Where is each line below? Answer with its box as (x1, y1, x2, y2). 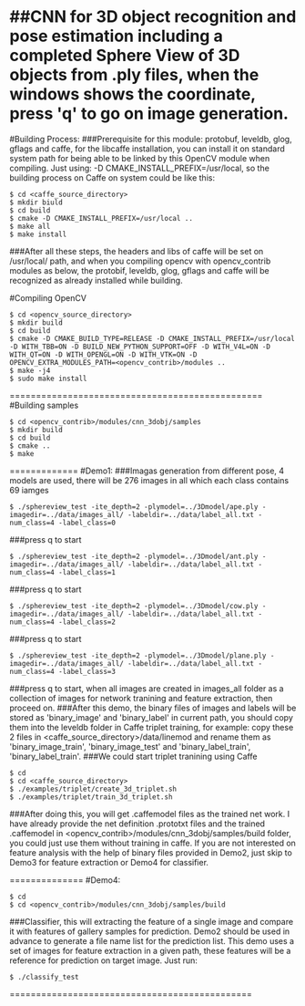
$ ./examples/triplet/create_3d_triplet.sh (9, 784, 178, 793)
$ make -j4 (9, 366, 51, 375)
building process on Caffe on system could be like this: (9, 171, 216, 183)
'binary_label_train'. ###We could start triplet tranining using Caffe (9, 751, 258, 762)
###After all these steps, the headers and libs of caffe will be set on (9, 245, 264, 256)
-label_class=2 (57, 617, 117, 627)
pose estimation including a (9, 26, 223, 47)
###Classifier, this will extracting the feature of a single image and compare (9, 916, 294, 927)
